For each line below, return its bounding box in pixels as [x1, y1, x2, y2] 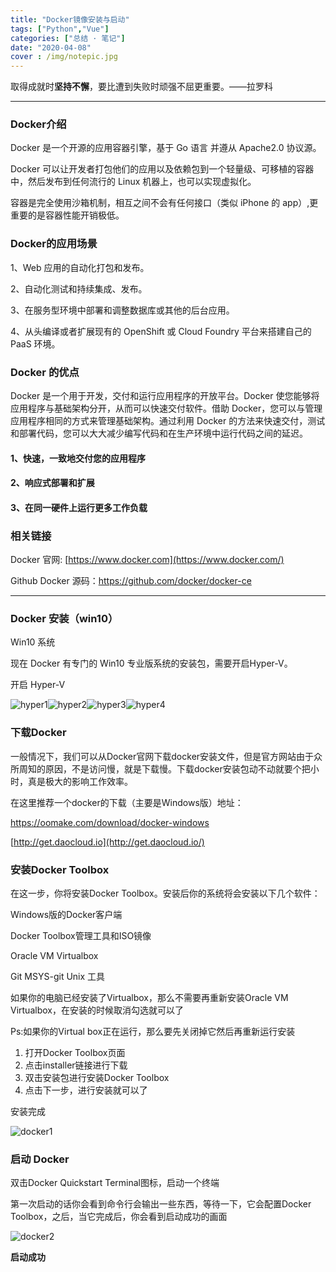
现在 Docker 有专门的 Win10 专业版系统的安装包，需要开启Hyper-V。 [10, 657, 293, 670]
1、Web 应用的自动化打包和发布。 [10, 261, 150, 273]
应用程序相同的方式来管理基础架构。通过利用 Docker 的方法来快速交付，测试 [10, 415, 326, 427]
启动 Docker [10, 1152, 70, 1166]
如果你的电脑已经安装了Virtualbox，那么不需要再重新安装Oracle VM [10, 991, 289, 1003]
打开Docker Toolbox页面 [24, 1046, 126, 1058]
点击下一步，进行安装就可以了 [24, 1084, 148, 1096]
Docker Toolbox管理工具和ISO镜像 [10, 929, 152, 941]
